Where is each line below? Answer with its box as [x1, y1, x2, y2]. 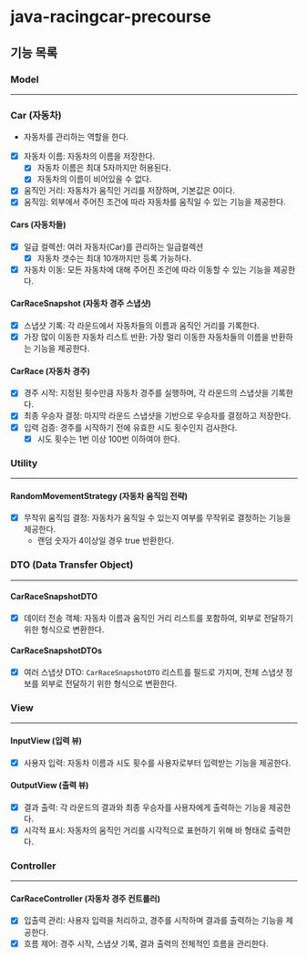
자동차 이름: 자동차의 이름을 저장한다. [23, 151, 156, 161]
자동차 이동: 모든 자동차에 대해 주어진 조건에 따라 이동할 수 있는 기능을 [23, 264, 271, 275]
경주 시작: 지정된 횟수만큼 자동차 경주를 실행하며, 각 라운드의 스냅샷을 [23, 388, 270, 399]
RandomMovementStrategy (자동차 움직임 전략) [10, 490, 189, 501]
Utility [10, 456, 38, 469]
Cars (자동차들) [10, 219, 67, 230]
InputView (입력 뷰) [10, 734, 83, 745]
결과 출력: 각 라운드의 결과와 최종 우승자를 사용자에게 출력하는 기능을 [23, 801, 267, 813]
